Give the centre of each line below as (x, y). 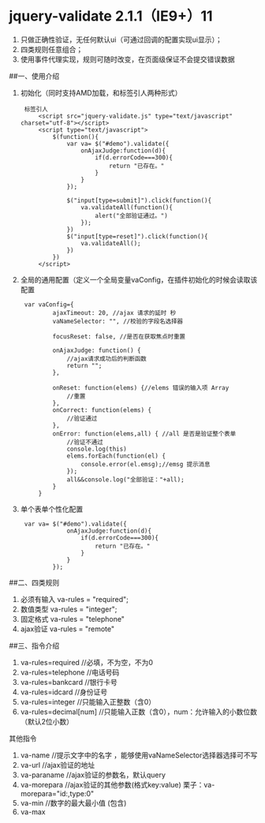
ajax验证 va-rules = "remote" (67, 629)
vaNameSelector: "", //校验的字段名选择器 (118, 321)
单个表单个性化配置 (52, 509)
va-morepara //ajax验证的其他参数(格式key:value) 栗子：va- (118, 784)
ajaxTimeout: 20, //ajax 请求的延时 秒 (114, 312)
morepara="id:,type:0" (57, 793)
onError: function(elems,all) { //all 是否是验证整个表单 (144, 434)
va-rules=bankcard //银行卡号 (69, 682)
